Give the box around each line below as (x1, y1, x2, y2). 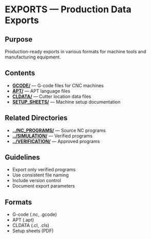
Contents (5, 69, 35, 77)
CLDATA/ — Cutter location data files (12, 93, 91, 99)
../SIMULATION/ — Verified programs (12, 132, 93, 139)
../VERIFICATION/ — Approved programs (12, 138, 100, 144)
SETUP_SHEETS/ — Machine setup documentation (12, 98, 121, 105)
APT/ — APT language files (12, 88, 70, 94)
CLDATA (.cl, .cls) (12, 222, 49, 229)
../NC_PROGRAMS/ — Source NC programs (12, 127, 106, 133)
